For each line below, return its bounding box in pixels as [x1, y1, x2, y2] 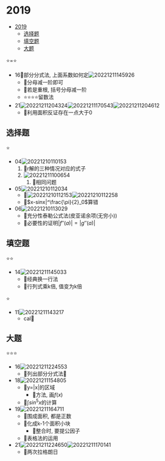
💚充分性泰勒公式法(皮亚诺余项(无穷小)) [23, 212, 118, 219]
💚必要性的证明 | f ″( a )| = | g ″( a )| [23, 219, 95, 226]
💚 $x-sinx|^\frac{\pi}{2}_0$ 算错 [23, 198, 98, 205]
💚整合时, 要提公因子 [32, 427, 81, 434]
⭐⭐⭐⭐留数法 [23, 93, 54, 100]
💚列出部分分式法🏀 [23, 370, 67, 377]
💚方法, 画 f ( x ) [32, 391, 63, 399]
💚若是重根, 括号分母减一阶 [23, 86, 87, 93]
